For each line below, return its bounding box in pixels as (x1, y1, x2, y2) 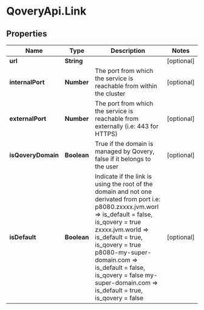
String (64, 57, 83, 65)
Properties (6, 29, 47, 39)
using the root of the (95, 180, 153, 188)
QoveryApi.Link (6, 4, 87, 18)
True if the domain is (95, 140, 154, 148)
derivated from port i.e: (95, 195, 161, 203)
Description (110, 47, 146, 55)
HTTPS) (95, 129, 118, 138)
